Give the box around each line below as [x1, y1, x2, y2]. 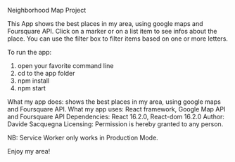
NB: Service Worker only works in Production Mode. [7, 133, 158, 142]
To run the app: [7, 48, 52, 56]
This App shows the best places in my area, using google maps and [7, 20, 203, 27]
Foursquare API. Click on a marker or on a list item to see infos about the [7, 27, 217, 35]
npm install [17, 76, 50, 85]
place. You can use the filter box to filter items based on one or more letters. [7, 34, 229, 43]
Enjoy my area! [7, 147, 51, 155]
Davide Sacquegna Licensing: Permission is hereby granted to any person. [7, 120, 224, 128]
